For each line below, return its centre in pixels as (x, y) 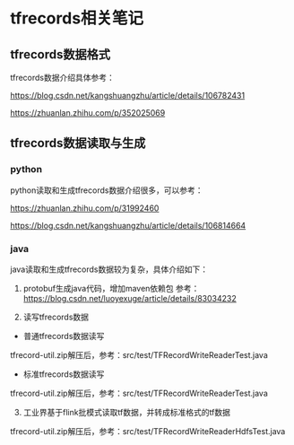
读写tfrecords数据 (56, 317)
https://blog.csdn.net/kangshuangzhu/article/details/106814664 (128, 225)
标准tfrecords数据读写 (64, 374)
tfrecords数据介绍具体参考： (63, 78)
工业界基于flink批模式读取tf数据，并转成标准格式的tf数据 (127, 412)
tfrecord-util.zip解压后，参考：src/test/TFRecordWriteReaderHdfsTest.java (148, 431)
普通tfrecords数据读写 (64, 336)
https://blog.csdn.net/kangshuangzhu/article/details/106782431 (128, 96)
